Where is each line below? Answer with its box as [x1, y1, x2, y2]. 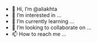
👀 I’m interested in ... [11, 12, 62, 19]
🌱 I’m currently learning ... [11, 18, 75, 24]
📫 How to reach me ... [11, 31, 66, 37]
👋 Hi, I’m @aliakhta [11, 6, 58, 12]
